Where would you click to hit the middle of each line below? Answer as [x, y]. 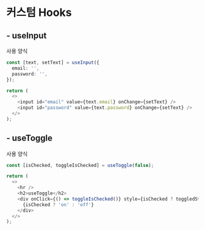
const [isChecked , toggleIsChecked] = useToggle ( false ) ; [80, 165]
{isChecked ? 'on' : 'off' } [58, 205]
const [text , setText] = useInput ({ [53, 62]
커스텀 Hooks [39, 13]
